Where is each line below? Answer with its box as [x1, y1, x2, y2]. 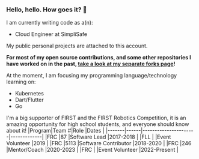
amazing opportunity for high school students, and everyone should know [6, 121, 189, 128]
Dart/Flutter [14, 96, 44, 104]
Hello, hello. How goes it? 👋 [6, 5, 87, 14]
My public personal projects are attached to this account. [6, 42, 148, 50]
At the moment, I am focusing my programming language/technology [6, 72, 177, 79]
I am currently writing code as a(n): [6, 19, 93, 26]
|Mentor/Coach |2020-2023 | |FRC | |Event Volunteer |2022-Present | [6, 146, 179, 154]
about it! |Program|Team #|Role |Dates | [6, 127, 105, 134]
